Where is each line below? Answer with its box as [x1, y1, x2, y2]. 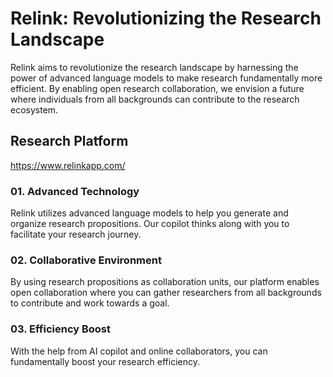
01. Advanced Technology [10, 184, 140, 198]
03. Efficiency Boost [10, 322, 112, 336]
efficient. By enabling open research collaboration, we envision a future [10, 82, 305, 94]
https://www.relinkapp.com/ [10, 159, 126, 171]
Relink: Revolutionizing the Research [10, 7, 322, 30]
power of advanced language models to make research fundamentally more [10, 72, 323, 84]
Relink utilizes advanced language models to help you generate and [10, 207, 289, 219]
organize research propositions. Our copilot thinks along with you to [10, 218, 290, 230]
